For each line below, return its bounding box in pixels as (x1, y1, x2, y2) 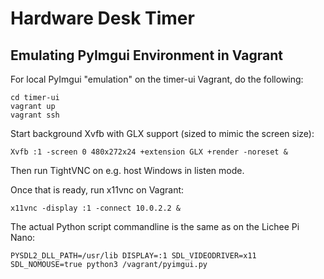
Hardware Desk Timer (10, 7, 195, 30)
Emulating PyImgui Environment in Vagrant (10, 47, 283, 64)
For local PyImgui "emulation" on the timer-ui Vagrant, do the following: (10, 73, 304, 85)
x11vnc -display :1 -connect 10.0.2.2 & (10, 203, 182, 213)
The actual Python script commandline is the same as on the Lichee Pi (10, 221, 300, 232)
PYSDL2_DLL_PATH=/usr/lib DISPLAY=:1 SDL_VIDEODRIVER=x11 (10, 251, 257, 261)
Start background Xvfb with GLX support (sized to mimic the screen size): (10, 128, 315, 139)
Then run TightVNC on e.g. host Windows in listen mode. (10, 165, 245, 176)
